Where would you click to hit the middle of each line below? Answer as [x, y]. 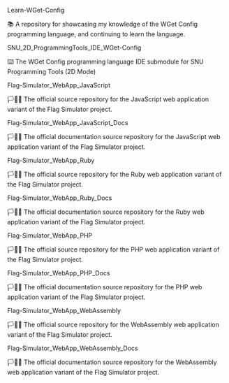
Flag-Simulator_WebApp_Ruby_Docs [60, 198]
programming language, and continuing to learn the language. [96, 34]
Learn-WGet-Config [36, 10]
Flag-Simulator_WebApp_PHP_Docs [59, 273]
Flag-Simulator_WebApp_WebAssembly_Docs [73, 348]
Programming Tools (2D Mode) [52, 72]
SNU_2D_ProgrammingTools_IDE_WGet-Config [74, 48]
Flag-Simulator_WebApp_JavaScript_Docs [68, 123]
